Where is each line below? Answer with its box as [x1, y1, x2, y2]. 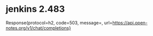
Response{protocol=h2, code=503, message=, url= [6, 20, 113, 26]
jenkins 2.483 [6, 3, 65, 15]
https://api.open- [112, 20, 148, 26]
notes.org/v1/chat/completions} [6, 25, 71, 31]
